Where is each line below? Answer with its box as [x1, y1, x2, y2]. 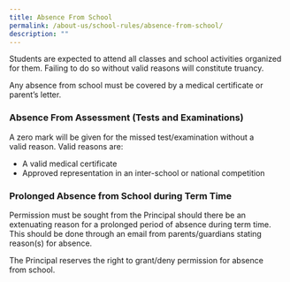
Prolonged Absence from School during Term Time [9, 189, 233, 202]
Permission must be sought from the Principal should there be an [9, 210, 246, 220]
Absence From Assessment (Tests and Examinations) [9, 111, 244, 124]
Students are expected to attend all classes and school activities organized [9, 54, 282, 65]
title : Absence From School [9, 12, 113, 22]
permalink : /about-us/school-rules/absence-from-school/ [9, 21, 224, 30]
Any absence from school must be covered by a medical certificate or [9, 80, 263, 91]
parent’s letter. [9, 89, 62, 100]
